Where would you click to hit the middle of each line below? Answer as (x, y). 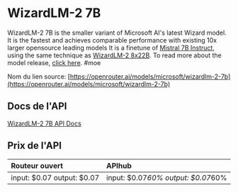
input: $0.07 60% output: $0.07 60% (166, 177)
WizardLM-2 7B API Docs (44, 123)
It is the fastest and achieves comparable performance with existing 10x (112, 40)
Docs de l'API (37, 107)
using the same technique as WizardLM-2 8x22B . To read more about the (114, 55)
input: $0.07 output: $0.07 (55, 177)
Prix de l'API (35, 146)
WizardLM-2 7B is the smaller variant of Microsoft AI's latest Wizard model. (117, 33)
